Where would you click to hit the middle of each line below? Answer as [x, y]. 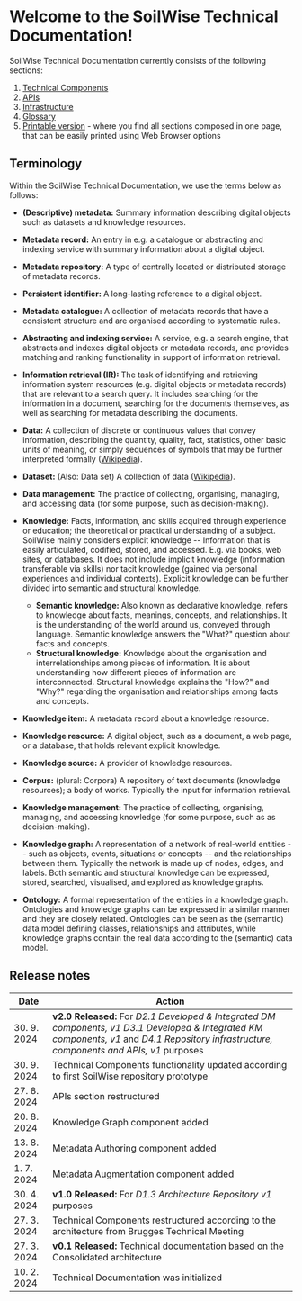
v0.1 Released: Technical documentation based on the [169, 1246]
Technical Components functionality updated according [170, 1064]
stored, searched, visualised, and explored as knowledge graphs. [143, 882]
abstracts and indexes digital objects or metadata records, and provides [155, 348]
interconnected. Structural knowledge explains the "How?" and [152, 682]
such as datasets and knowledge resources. [104, 221]
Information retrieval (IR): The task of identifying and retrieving [140, 375]
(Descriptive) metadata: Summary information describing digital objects [156, 212]
